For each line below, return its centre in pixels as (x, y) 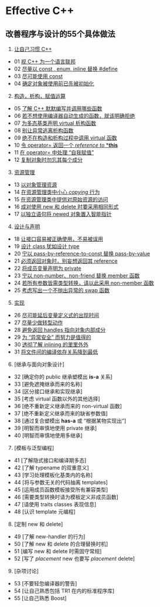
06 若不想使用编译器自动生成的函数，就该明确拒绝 (74, 116)
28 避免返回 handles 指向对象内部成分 (60, 330)
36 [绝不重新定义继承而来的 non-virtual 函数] (68, 406)
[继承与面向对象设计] (39, 364)
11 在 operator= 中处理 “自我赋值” (54, 152)
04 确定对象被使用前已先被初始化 (54, 84)
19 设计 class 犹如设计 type (47, 246)
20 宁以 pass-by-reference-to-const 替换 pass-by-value (82, 254)
